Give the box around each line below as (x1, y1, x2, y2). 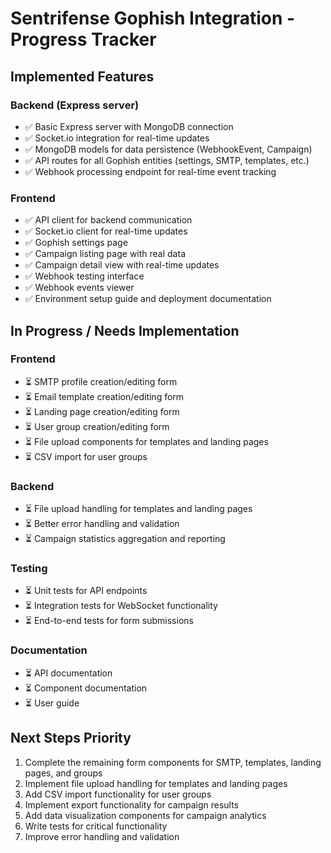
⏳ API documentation (24, 667, 113, 679)
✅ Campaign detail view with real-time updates (24, 259, 220, 271)
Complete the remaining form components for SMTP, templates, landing (24, 756, 322, 768)
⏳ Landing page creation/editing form (24, 405, 180, 417)
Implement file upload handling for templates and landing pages (24, 777, 288, 789)
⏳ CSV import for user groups (24, 450, 148, 462)
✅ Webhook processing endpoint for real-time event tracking (24, 165, 277, 177)
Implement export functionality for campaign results (24, 798, 239, 811)
